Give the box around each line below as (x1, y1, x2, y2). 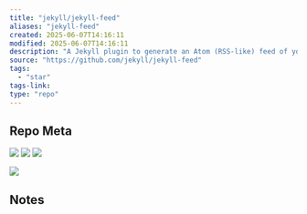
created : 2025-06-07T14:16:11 (9, 30, 125, 39)
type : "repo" (9, 89, 59, 98)
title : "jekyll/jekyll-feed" (9, 13, 121, 23)
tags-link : (9, 81, 51, 90)
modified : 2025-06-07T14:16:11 (9, 38, 129, 48)
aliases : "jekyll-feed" (9, 22, 101, 31)
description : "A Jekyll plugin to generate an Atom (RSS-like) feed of (9, 47, 288, 56)
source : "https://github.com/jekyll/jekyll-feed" (9, 56, 203, 65)
